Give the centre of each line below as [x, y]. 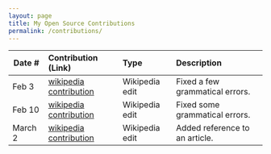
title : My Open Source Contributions [72, 23]
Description [199, 63]
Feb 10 [26, 110]
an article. [195, 138]
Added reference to [213, 128]
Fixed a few [198, 81]
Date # [26, 63]
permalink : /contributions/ [56, 31]
